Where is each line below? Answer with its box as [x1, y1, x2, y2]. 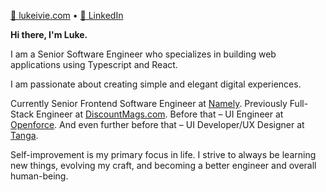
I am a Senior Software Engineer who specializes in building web [10, 48, 277, 60]
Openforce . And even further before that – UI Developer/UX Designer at [10, 119, 305, 130]
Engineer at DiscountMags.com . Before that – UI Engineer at [36, 108, 284, 120]
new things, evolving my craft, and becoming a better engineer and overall [10, 160, 317, 171]
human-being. [10, 170, 69, 182]
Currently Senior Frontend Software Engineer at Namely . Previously [10, 98, 288, 109]
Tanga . [10, 130, 39, 141]
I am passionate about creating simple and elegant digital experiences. [10, 78, 302, 90]
